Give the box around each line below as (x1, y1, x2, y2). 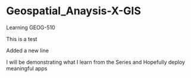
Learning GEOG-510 (6, 24, 55, 31)
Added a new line (6, 46, 49, 54)
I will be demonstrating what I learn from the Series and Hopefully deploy (6, 58, 186, 65)
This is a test (6, 35, 37, 42)
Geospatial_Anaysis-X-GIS (6, 4, 142, 18)
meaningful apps (6, 64, 48, 72)
